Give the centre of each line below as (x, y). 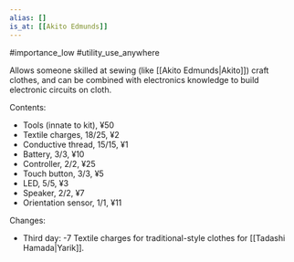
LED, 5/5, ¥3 (46, 183)
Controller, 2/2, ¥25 (59, 163)
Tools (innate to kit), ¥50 (68, 125)
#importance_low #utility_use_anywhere (84, 52)
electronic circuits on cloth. (61, 89)
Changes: (27, 220)
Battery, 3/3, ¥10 (53, 154)
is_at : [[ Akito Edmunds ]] (58, 26)
